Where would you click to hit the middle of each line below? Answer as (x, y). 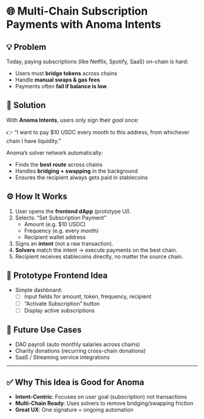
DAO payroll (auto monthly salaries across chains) (77, 344)
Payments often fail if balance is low (61, 86)
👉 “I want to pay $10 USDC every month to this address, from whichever (98, 132)
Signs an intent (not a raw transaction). (64, 243)
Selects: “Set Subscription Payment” (61, 218)
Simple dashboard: (39, 290)
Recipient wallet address (55, 237)
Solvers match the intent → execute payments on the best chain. (96, 250)
